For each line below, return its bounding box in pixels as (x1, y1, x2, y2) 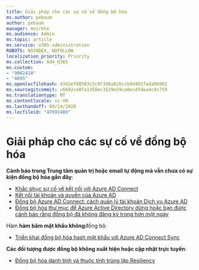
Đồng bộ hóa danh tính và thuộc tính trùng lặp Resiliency (14, 257, 155, 264)
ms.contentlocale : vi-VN (6, 98, 68, 104)
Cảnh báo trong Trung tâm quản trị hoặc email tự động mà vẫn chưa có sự (6, 167, 193, 174)
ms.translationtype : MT (6, 92, 66, 98)
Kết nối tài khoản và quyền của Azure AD (14, 192, 116, 199)
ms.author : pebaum (6, 14, 52, 20)
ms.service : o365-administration (6, 43, 90, 48)
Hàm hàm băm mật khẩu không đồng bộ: (6, 222, 107, 229)
